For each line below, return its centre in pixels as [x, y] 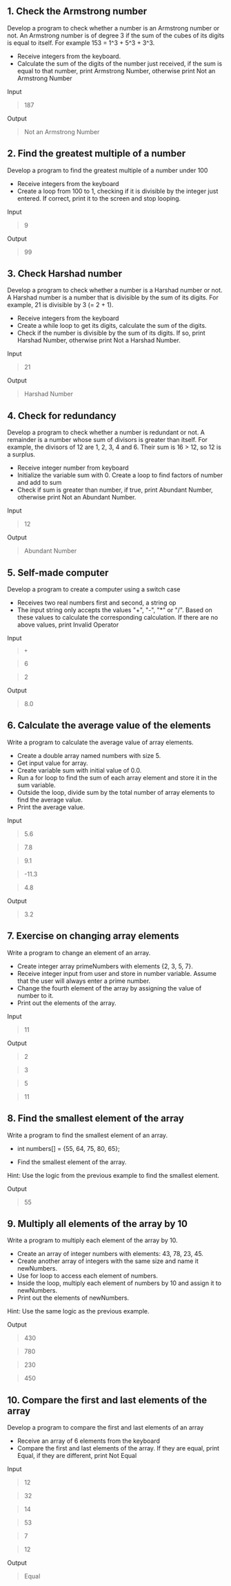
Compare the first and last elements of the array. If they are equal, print [118, 1448]
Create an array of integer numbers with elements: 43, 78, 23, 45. [110, 1254]
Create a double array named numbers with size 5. [89, 755]
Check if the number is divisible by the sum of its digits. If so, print [111, 333]
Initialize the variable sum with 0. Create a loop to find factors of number [120, 475]
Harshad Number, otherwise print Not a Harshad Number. [99, 340]
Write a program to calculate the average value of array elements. [101, 742]
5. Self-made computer [58, 572]
